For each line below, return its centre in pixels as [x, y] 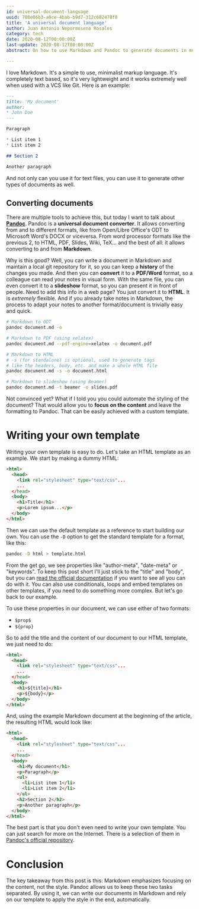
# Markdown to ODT [29, 322]
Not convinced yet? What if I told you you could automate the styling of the [97, 399]
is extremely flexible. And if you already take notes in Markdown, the [90, 299]
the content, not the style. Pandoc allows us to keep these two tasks [89, 887]
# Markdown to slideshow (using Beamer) [57, 382]
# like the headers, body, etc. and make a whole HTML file [82, 366]
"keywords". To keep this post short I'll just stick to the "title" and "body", [95, 571]
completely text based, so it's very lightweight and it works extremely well [96, 79]
